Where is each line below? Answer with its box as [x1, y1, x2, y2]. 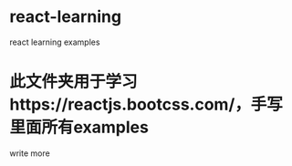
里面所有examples [9, 117, 149, 138]
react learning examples [9, 36, 100, 47]
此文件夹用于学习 [9, 71, 139, 92]
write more [9, 148, 50, 159]
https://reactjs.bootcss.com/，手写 [9, 94, 283, 115]
